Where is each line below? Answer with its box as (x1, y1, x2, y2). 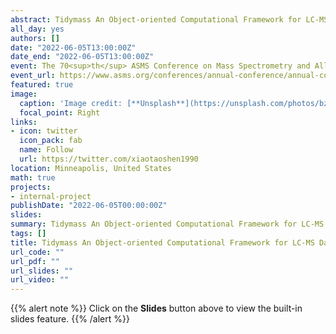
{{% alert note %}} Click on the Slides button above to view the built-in (10, 302, 303, 315)
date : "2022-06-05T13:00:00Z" (10, 42, 137, 53)
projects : (10, 182, 52, 192)
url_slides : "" (10, 266, 74, 276)
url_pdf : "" (10, 256, 60, 266)
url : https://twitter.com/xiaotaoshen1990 (19, 154, 199, 164)
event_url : (10, 71, 56, 81)
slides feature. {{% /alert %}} (10, 313, 130, 325)
